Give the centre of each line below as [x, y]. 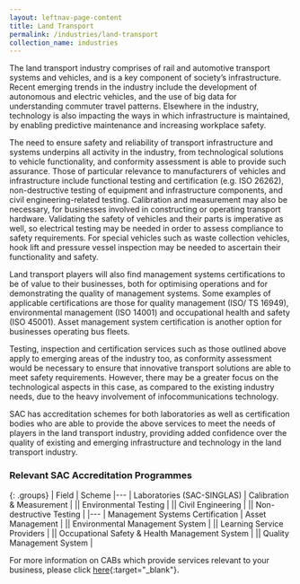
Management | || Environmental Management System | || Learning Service [146, 523]
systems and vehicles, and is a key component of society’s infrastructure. [145, 78]
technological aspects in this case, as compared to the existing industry [142, 388]
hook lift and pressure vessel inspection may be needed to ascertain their [145, 248]
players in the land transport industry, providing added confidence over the [148, 433]
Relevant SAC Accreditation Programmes [101, 475]
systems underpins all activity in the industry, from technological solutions [147, 153]
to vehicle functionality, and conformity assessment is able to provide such [148, 161]
